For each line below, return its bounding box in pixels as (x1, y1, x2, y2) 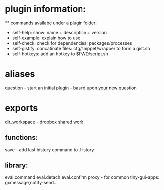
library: (5, 161, 28, 170)
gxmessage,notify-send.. (5, 180, 57, 186)
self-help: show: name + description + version (12, 29, 107, 35)
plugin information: (5, 3, 86, 15)
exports (5, 102, 38, 114)
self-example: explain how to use (12, 35, 81, 41)
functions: (5, 133, 38, 142)
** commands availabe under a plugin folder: (5, 20, 97, 26)
